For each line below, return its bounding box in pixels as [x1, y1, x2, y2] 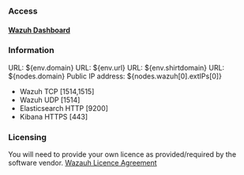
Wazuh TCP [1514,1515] [19, 86, 95, 96]
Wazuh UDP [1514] [19, 95, 81, 105]
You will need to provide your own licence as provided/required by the [8, 150, 237, 159]
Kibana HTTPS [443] [19, 112, 88, 121]
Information [8, 45, 54, 56]
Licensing [8, 131, 47, 143]
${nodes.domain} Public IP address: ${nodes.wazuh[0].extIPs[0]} [8, 71, 223, 81]
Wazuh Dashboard [8, 25, 71, 35]
